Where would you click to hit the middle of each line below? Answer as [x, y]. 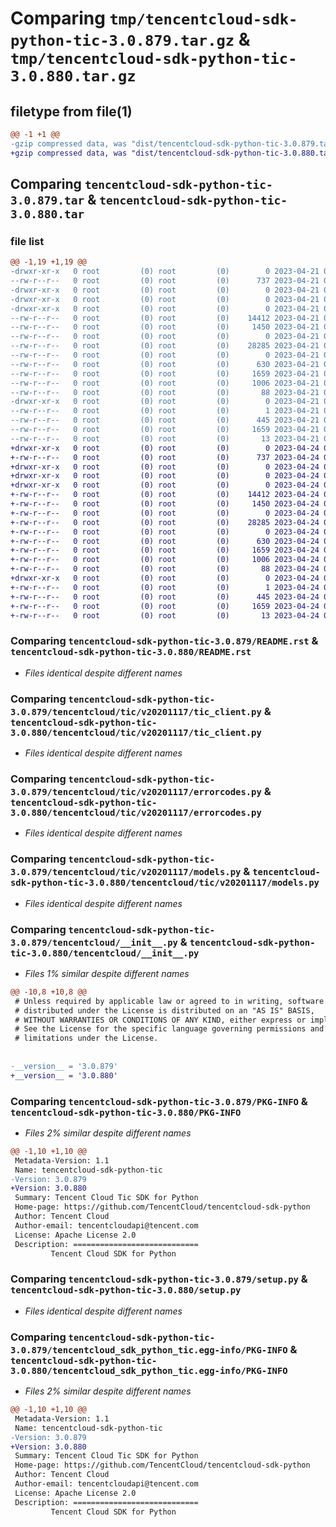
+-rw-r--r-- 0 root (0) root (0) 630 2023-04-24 [165, 541]
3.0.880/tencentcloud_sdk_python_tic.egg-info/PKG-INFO [149, 1370]
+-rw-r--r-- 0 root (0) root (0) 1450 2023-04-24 [165, 504]
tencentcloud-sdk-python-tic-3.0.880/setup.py [126, 1290]
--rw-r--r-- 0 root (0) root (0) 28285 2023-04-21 [165, 346]
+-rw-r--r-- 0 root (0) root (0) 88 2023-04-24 [165, 569]
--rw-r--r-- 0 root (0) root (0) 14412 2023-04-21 [165, 318]
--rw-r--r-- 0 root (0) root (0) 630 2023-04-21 [165, 364]
